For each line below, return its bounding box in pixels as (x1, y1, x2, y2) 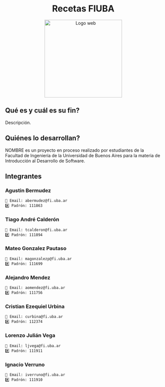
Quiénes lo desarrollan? (5, 134, 80, 142)
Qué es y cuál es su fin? (5, 106, 80, 115)
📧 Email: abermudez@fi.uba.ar (5, 198, 68, 203)
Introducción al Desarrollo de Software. (5, 158, 85, 164)
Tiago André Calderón (5, 216, 59, 223)
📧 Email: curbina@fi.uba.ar (5, 314, 63, 319)
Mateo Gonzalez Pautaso (5, 245, 67, 252)
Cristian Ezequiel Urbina (5, 303, 65, 310)
